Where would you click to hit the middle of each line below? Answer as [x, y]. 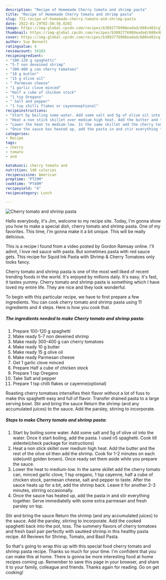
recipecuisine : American [31, 175]
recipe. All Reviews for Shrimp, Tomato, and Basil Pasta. [62, 537]
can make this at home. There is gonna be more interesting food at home [80, 556]
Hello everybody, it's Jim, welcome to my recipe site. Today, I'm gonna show [83, 221]
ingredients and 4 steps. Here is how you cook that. [58, 307]
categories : [18, 134]
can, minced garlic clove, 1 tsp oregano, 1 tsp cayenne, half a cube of [83, 474]
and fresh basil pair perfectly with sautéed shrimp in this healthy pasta [77, 531]
